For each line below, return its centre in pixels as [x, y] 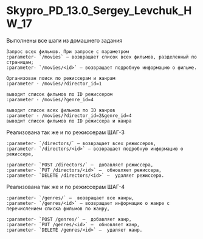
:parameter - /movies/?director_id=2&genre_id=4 [69, 116]
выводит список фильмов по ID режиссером [60, 94]
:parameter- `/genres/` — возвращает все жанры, [71, 198]
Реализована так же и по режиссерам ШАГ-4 [66, 187]
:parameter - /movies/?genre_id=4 [50, 99]
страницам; [20, 62]
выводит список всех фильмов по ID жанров [61, 110]
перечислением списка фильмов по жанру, [58, 209]
